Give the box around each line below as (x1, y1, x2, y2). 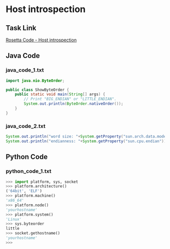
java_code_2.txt (6, 122, 46, 130)
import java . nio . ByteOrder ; (6, 78, 65, 83)
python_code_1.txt (6, 168, 52, 175)
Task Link (6, 24, 37, 32)
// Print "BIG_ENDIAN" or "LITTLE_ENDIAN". (24, 97, 117, 102)
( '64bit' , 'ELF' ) (6, 189, 42, 194)
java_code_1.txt (6, 67, 44, 74)
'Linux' (6, 217, 22, 222)
